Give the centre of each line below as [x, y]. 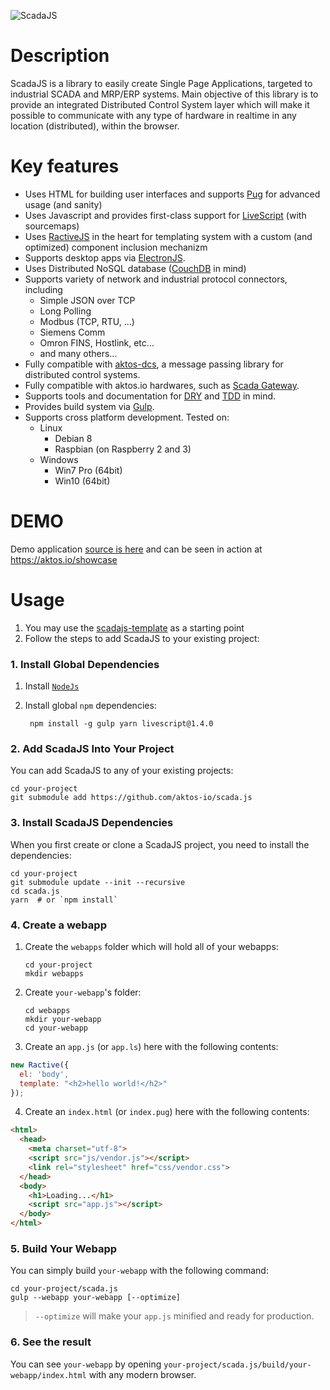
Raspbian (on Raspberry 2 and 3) [123, 449]
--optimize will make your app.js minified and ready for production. [174, 1316]
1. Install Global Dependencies [85, 664]
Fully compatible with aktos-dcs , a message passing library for [154, 364]
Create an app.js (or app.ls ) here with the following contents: [151, 1046]
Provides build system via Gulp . [89, 406]
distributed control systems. [82, 374]
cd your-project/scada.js [64, 1289]
